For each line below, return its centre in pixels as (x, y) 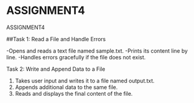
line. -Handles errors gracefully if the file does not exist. (76, 57)
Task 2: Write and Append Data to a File (56, 69)
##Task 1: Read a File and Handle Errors (56, 39)
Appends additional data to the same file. (66, 87)
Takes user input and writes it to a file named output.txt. (85, 81)
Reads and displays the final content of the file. (74, 93)
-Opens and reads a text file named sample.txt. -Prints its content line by (97, 51)
